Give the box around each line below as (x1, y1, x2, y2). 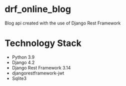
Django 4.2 (11, 59, 35, 65)
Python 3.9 (11, 54, 35, 60)
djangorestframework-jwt (11, 70, 64, 76)
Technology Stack (4, 37, 82, 49)
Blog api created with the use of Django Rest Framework (4, 20, 121, 26)
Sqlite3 (11, 75, 27, 81)
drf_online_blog (4, 3, 71, 15)
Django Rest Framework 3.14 (11, 64, 71, 70)
